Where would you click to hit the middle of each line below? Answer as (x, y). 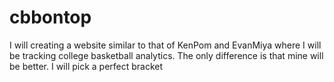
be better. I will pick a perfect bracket (86, 66)
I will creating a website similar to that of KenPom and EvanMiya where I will (165, 45)
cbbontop (50, 17)
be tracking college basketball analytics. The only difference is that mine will (166, 55)
